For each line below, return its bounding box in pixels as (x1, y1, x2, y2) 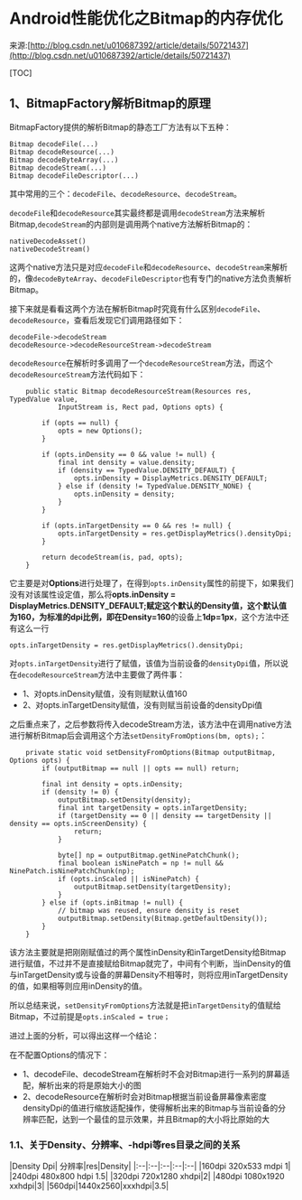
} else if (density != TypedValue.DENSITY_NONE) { (57, 481, 252, 490)
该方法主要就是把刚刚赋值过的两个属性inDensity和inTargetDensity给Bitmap (9, 946, 287, 957)
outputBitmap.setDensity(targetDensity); (73, 882, 232, 891)
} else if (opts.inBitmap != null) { (41, 898, 183, 907)
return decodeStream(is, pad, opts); (41, 553, 183, 562)
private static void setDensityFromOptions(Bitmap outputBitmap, (25, 748, 277, 757)
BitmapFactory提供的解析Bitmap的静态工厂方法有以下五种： (9, 121, 232, 132)
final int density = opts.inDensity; (41, 779, 183, 788)
